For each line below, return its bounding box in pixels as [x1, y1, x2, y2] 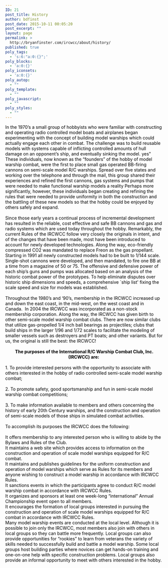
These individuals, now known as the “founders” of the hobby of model [5, 156, 152, 162]
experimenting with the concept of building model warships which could [5, 134, 154, 141]
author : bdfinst [5, 17, 39, 22]
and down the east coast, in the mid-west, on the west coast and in [5, 300, 144, 306]
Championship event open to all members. [5, 498, 93, 504]
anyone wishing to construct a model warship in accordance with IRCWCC [5, 471, 159, 477]
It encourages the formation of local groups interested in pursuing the [5, 504, 149, 510]
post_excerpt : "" [5, 26, 42, 31]
